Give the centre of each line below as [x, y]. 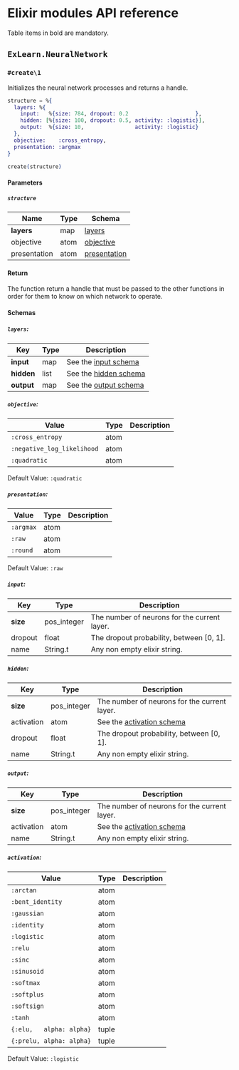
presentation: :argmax [47, 147]
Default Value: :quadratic [45, 478]
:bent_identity [37, 902]
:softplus [27, 994]
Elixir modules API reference [93, 13]
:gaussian [27, 913]
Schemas [22, 312]
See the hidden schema [106, 374]
